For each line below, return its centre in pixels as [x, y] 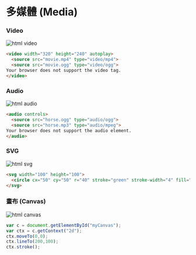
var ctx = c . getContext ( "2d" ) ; [44, 231]
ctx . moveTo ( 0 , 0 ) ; [27, 236]
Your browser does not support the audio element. [69, 130]
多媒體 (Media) [42, 12]
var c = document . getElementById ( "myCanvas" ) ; [64, 225]
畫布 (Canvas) [26, 201]
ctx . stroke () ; [23, 247]
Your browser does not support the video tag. [64, 71]
